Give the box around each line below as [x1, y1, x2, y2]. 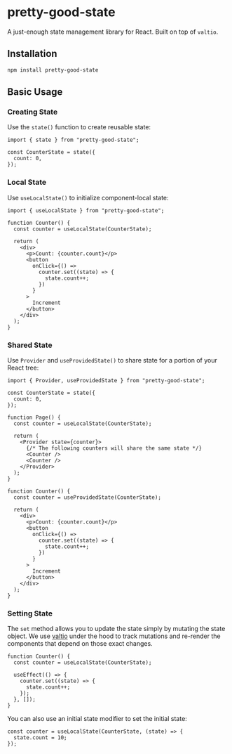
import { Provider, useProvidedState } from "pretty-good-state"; [7, 377, 205, 384]
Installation [7, 48, 57, 60]
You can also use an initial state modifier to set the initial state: [7, 715, 187, 723]
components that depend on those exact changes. [7, 639, 153, 648]
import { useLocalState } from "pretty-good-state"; [7, 207, 165, 214]
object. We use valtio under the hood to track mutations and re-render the [7, 632, 221, 640]
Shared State [7, 340, 53, 350]
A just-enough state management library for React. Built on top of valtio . [7, 27, 219, 36]
